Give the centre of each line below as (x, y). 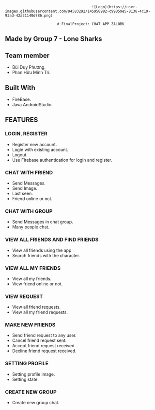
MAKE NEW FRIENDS (30, 325)
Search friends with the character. (46, 255)
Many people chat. (31, 227)
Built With (20, 88)
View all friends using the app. (42, 250)
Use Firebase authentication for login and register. (62, 160)
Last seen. (22, 193)
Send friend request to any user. (44, 335)
